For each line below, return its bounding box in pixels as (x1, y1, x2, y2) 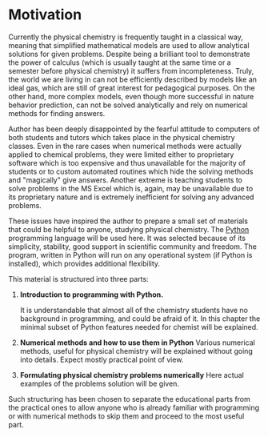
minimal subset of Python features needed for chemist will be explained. (19, 322, 258, 331)
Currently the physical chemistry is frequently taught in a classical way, (8, 32, 244, 42)
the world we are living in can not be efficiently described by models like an (8, 74, 258, 84)
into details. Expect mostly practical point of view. (19, 355, 184, 364)
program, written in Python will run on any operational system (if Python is (8, 250, 253, 259)
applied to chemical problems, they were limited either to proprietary (8, 150, 234, 159)
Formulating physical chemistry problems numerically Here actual (19, 370, 244, 379)
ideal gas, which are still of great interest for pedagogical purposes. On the (8, 82, 255, 93)
